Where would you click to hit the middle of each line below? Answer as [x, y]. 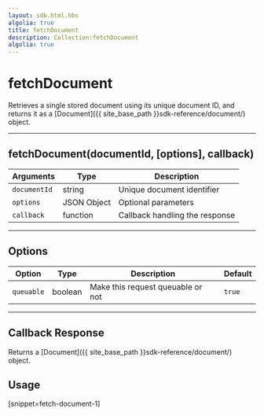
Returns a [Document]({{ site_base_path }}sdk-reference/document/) [120, 352]
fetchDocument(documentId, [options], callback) [131, 154]
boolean [67, 292]
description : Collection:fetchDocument [73, 37]
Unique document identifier [169, 190]
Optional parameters [156, 202]
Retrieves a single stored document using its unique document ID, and [121, 105]
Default [238, 274]
